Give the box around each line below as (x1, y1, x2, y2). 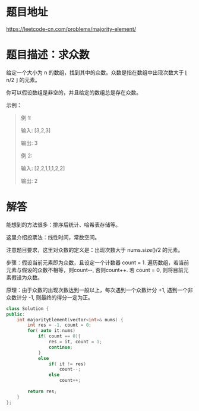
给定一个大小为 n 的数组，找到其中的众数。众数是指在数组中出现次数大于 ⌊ (6, 69, 188, 76)
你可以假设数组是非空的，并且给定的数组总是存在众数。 (6, 88, 141, 96)
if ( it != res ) (48, 361, 86, 367)
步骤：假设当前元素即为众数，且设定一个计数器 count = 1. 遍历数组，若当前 (6, 259, 189, 266)
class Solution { (6, 305, 49, 312)
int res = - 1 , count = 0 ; (27, 322, 92, 328)
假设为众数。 (11, 274, 43, 281)
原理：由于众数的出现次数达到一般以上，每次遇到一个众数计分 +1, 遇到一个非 (6, 286, 193, 293)
